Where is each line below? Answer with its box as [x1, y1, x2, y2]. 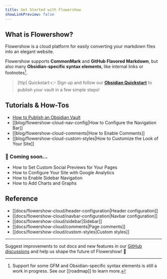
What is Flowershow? [5, 30, 74, 39]
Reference [5, 195, 38, 203]
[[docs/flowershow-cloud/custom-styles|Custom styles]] [12, 229, 130, 235]
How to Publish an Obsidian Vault [12, 114, 81, 120]
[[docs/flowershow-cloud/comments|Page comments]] [12, 223, 126, 229]
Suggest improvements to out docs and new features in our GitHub [5, 243, 143, 249]
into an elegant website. [5, 49, 54, 55]
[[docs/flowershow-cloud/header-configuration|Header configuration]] [12, 208, 158, 213]
